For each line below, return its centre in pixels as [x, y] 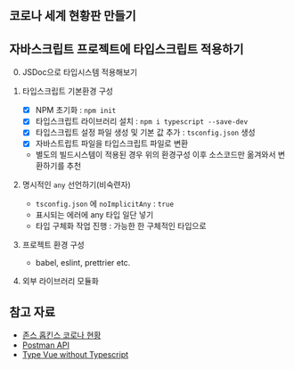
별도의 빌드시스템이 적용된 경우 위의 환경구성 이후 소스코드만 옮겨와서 [155, 155]
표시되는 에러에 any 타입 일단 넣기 [94, 215]
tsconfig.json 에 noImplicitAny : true [105, 204]
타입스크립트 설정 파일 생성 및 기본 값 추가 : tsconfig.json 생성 [145, 133]
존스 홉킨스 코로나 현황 [61, 335]
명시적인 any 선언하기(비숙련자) [76, 184]
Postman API [45, 345]
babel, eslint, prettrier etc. [83, 263]
